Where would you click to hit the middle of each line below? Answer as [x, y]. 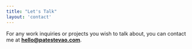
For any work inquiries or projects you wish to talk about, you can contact [96, 33]
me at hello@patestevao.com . [44, 40]
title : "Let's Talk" [32, 11]
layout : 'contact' [29, 17]
